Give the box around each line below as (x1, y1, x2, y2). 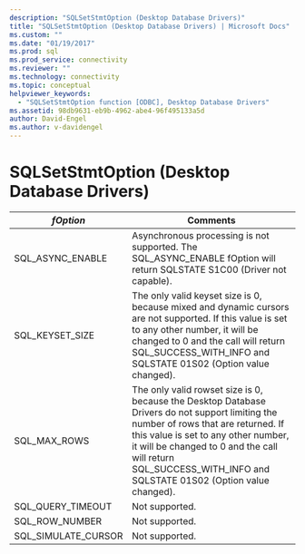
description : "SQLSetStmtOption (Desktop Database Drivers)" (9, 13, 246, 23)
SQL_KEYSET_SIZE (14, 328, 95, 341)
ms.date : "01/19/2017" (9, 38, 95, 48)
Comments (187, 214, 236, 227)
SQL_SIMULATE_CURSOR (14, 530, 123, 542)
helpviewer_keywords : (9, 89, 92, 98)
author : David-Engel (9, 114, 88, 123)
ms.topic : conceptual (9, 81, 92, 90)
